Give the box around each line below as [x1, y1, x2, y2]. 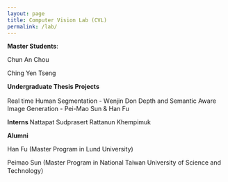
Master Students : [7, 42, 59, 51]
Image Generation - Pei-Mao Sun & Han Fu [7, 105, 130, 113]
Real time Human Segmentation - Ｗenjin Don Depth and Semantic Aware [7, 97, 217, 105]
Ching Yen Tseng [7, 69, 56, 77]
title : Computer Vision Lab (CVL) [7, 17, 108, 24]
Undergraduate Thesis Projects [7, 83, 99, 91]
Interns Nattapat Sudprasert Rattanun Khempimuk [7, 118, 152, 126]
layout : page [7, 10, 45, 17]
